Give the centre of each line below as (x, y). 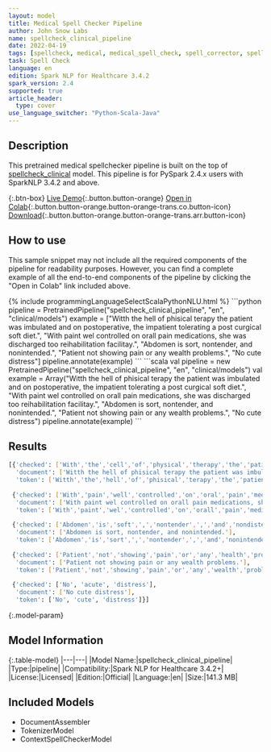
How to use (37, 241)
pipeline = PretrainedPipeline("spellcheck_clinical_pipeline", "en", (117, 310)
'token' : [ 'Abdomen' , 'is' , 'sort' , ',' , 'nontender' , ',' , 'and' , (121, 540)
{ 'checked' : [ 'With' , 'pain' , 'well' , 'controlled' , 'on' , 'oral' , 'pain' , (131, 495)
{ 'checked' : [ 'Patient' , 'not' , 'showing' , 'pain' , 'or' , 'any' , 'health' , (131, 555)
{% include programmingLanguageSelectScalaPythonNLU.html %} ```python (135, 301)
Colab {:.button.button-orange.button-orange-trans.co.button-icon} (120, 206)
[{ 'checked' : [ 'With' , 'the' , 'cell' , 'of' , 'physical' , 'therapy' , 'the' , (128, 465)
